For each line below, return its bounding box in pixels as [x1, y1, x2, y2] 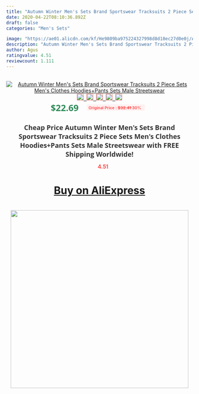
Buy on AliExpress [53, 184, 146, 198]
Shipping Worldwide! [65, 149, 134, 159]
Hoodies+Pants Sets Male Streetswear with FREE [20, 140, 179, 150]
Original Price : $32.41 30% [88, 104, 142, 110]
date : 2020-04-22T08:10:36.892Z [6, 14, 86, 20]
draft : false [6, 20, 38, 26]
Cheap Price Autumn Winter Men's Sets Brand [24, 122, 175, 132]
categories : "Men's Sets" [6, 25, 70, 31]
